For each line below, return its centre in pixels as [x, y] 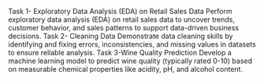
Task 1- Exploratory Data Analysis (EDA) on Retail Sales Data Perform [120, 11]
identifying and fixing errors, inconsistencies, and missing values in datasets [132, 44]
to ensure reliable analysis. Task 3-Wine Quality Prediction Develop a [120, 53]
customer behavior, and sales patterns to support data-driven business [123, 28]
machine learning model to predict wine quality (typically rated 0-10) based [130, 61]
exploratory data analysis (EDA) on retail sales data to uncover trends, [121, 19]
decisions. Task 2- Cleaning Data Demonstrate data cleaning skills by [121, 36]
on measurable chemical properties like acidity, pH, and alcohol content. [125, 69]
